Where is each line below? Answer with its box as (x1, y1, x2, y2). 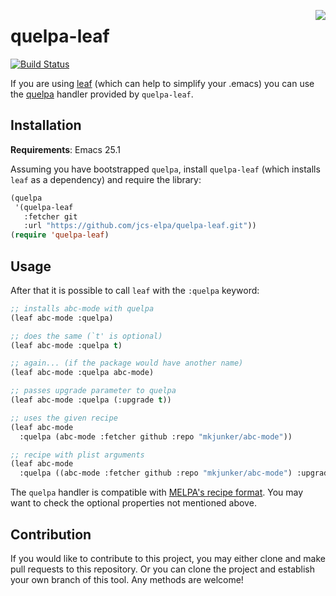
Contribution (10, 526, 92, 543)
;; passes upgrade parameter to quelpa (10, 386, 177, 396)
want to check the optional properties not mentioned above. (10, 497, 257, 509)
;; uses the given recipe (10, 413, 118, 423)
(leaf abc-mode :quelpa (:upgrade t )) (10, 395, 172, 405)
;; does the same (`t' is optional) (10, 331, 163, 341)
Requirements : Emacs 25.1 (10, 143, 121, 155)
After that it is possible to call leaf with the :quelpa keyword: (10, 284, 260, 296)
